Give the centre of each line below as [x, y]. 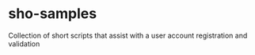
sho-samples [53, 14]
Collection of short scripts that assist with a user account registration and [128, 35]
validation [24, 43]
